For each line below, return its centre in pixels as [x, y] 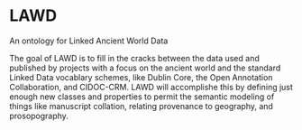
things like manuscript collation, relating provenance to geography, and [141, 106]
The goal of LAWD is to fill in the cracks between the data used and [134, 58]
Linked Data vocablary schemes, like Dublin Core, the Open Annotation [141, 77]
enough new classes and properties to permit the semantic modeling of [142, 97]
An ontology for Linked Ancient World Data [89, 41]
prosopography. [39, 116]
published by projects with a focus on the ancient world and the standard [145, 68]
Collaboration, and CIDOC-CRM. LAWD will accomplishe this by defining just [151, 87]
